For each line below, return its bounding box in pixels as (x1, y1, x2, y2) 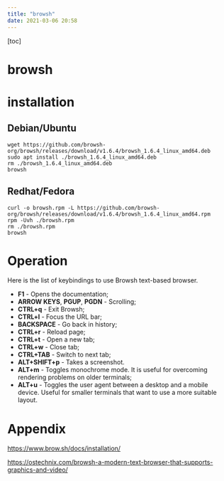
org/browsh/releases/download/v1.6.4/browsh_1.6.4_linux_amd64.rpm (7, 211, 211, 218)
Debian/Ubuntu (7, 122, 77, 134)
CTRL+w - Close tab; (17, 343, 80, 351)
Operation (7, 253, 68, 269)
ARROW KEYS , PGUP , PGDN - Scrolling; (17, 297, 137, 306)
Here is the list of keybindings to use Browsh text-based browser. (7, 276, 198, 285)
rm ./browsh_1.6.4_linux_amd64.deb (7, 159, 113, 167)
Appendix (7, 421, 66, 437)
